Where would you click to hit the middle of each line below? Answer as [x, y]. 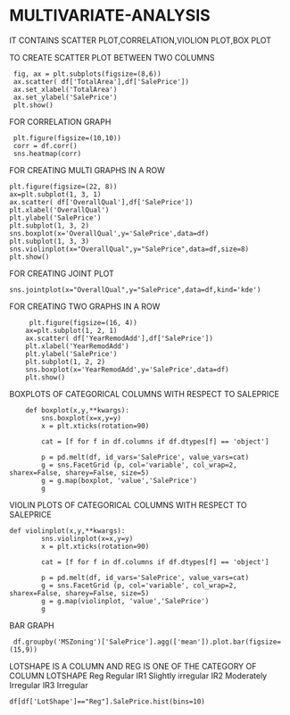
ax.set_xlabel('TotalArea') [65, 89]
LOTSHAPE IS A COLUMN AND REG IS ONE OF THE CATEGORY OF [133, 666]
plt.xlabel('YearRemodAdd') [77, 346]
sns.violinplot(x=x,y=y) [87, 538]
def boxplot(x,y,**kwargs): [77, 410]
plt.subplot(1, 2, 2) [65, 362]
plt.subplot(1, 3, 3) [50, 241]
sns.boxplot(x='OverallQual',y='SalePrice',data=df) [109, 233]
